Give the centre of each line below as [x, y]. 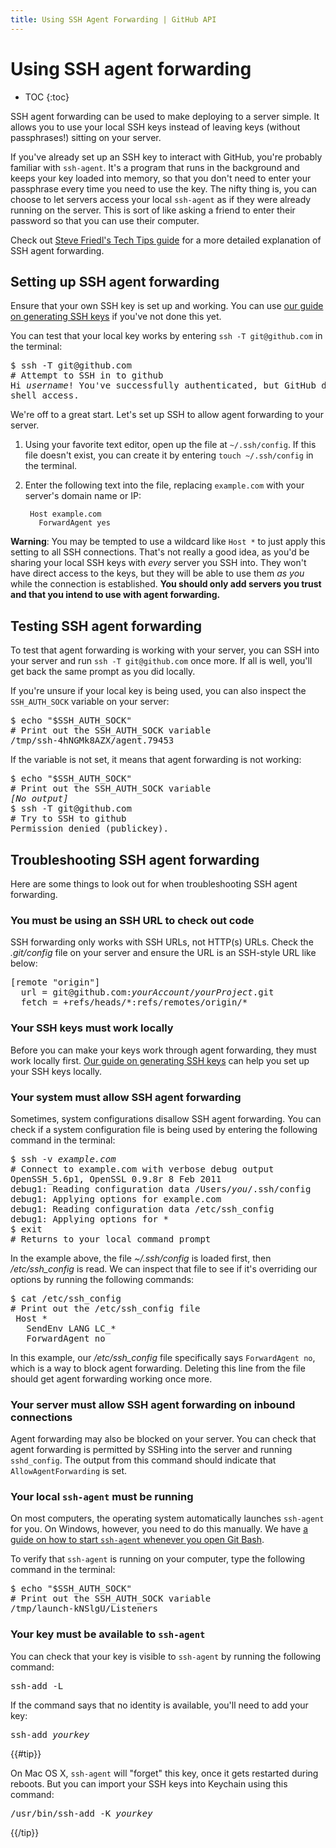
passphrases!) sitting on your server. [86, 137]
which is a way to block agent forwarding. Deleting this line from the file [158, 1368]
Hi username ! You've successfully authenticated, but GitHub [163, 385]
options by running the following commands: [102, 1279]
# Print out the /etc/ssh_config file [105, 1308]
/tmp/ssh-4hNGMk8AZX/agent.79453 [92, 740]
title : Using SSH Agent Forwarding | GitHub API [113, 19]
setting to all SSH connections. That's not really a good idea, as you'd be [160, 552]
